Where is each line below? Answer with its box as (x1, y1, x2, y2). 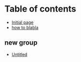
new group (4, 39, 38, 47)
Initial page (11, 19, 34, 25)
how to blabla (11, 24, 39, 30)
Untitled (11, 51, 27, 57)
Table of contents (4, 3, 77, 15)
